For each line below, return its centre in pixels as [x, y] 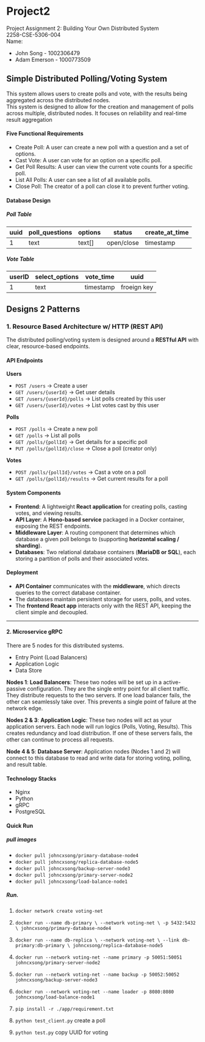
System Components [34, 493]
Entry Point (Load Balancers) [51, 657]
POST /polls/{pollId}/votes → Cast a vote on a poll [81, 472]
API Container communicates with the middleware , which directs [98, 586]
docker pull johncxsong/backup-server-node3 [73, 868]
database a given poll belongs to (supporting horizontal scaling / [97, 539]
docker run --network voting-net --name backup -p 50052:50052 [97, 975]
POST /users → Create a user [51, 386]
